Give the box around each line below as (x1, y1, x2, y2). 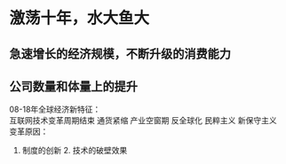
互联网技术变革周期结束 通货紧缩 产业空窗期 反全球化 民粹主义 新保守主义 (9, 115, 277, 126)
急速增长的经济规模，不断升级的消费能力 (9, 46, 231, 61)
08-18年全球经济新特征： (9, 104, 101, 115)
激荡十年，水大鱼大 (9, 8, 150, 28)
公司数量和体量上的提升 (9, 79, 138, 94)
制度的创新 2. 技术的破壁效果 (21, 145, 128, 156)
